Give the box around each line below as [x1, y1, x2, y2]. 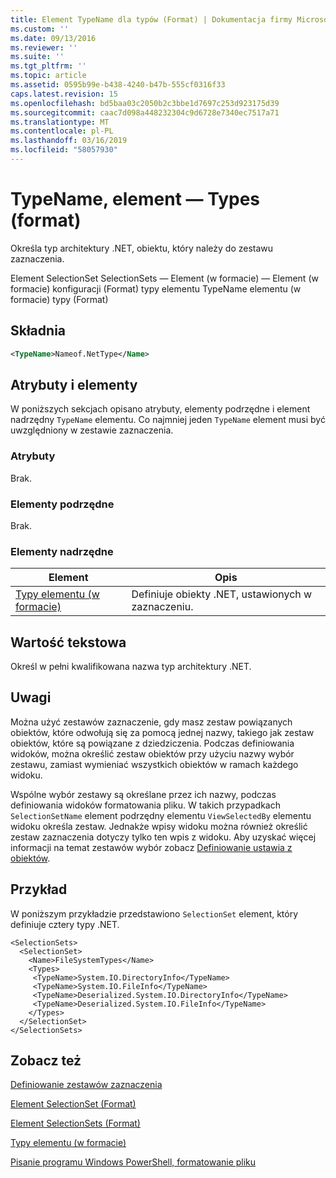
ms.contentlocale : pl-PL [10, 126, 114, 136]
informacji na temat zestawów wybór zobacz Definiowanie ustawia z [10, 841, 293, 853]
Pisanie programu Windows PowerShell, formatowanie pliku [10, 1156, 257, 1168]
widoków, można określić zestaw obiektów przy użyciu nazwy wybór [10, 747, 295, 760]
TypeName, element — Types [10, 188, 261, 211]
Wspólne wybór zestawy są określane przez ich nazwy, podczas [10, 788, 277, 800]
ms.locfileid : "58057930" [10, 145, 118, 155]
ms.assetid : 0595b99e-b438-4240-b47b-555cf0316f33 [10, 80, 226, 90]
